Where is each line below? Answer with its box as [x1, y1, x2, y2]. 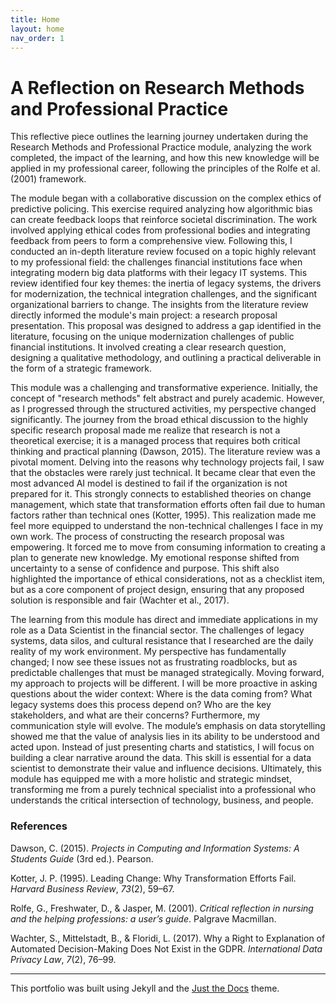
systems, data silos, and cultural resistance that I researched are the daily [10, 635, 314, 647]
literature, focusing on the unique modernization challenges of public [10, 331, 295, 343]
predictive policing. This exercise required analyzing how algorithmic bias [10, 203, 313, 215]
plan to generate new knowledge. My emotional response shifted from [10, 552, 300, 564]
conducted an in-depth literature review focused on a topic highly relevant [10, 246, 317, 258]
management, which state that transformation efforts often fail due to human [10, 499, 326, 511]
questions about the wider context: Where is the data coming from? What [10, 688, 313, 700]
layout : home [10, 24, 65, 34]
